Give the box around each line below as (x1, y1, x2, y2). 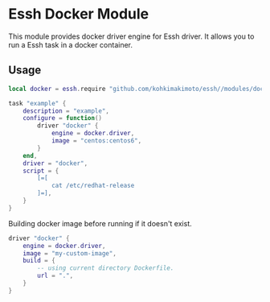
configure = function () (22, 114, 103, 122)
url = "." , (37, 271, 74, 280)
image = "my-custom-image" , (22, 249, 117, 258)
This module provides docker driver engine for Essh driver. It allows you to (8, 31, 255, 41)
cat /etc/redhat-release (51, 182, 135, 190)
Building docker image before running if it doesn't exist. (8, 218, 193, 228)
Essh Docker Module (8, 5, 149, 23)
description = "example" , (22, 106, 110, 115)
